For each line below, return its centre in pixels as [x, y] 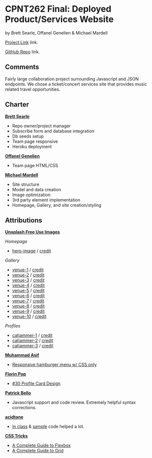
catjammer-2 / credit [33, 340]
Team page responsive [35, 141]
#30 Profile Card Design [36, 383]
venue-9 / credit [28, 311]
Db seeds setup [28, 136]
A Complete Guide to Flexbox [41, 445]
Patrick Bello [18, 393]
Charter [17, 105]
